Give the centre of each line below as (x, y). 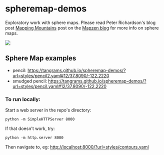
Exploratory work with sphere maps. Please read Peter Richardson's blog (80, 22)
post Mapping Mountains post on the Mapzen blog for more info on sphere (82, 27)
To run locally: (23, 99)
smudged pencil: (30, 81)
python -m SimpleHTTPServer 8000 (40, 119)
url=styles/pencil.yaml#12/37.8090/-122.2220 (59, 86)
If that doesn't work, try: (30, 128)
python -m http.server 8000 (34, 138)
